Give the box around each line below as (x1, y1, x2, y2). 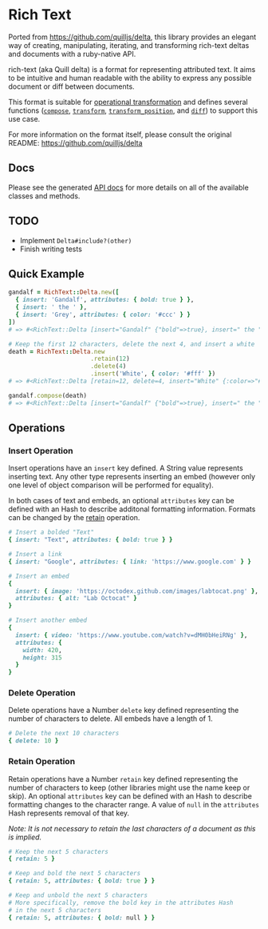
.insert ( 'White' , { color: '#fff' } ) (90, 370, 216, 378)
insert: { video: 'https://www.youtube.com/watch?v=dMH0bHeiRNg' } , (15, 631, 248, 639)
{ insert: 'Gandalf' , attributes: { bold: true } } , (15, 296, 195, 304)
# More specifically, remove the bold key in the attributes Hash (8, 899, 234, 907)
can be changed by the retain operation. (8, 513, 140, 523)
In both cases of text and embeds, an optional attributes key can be (8, 496, 235, 506)
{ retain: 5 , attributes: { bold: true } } (8, 877, 156, 885)
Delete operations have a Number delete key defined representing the (8, 706, 239, 715)
